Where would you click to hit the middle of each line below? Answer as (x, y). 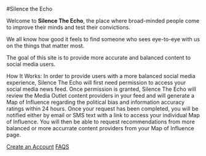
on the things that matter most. (46, 46)
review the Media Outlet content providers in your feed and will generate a (101, 96)
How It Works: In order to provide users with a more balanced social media (101, 76)
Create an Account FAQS (38, 146)
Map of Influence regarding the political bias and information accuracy (96, 102)
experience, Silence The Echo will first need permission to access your (96, 83)
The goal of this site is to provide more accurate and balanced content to (99, 57)
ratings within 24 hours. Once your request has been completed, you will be (102, 109)
